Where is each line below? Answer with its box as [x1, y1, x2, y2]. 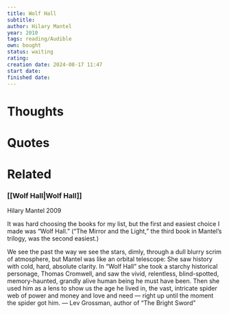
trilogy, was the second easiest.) [7, 234, 99, 243]
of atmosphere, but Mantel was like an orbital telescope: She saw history [7, 255, 213, 263]
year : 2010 [7, 29, 38, 36]
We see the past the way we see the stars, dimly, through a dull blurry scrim [7, 248, 221, 256]
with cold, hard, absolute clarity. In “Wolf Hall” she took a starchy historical [7, 262, 218, 271]
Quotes [7, 135, 50, 150]
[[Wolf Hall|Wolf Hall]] [7, 190, 82, 200]
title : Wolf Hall [7, 10, 57, 17]
